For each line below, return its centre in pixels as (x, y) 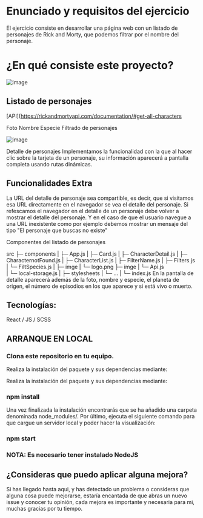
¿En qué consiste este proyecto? (90, 66)
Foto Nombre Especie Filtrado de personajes (62, 128)
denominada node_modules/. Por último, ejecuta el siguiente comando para (101, 417)
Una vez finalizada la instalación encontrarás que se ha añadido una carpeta (101, 410)
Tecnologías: (31, 305)
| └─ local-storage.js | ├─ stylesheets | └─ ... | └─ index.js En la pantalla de (100, 273)
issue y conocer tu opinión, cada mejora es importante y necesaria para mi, (101, 502)
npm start (21, 438)
